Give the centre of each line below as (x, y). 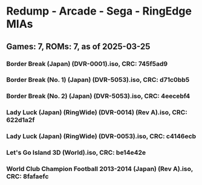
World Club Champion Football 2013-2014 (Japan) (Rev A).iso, (100, 169)
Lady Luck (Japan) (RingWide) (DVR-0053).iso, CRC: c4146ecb (101, 136)
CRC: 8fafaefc (28, 177)
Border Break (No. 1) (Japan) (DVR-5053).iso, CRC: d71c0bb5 (98, 80)
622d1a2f (21, 120)
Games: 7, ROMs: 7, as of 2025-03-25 (78, 46)
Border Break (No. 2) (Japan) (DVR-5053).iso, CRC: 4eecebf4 (98, 96)
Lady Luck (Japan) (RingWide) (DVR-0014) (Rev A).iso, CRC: (97, 112)
